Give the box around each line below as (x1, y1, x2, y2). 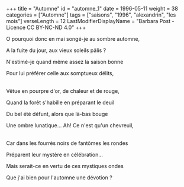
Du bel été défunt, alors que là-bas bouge (6, 111, 108, 117)
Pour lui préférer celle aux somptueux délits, (6, 70, 114, 76)
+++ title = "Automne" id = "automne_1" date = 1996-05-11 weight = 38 (6, 5, 179, 12)
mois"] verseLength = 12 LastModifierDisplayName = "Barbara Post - (6, 18, 175, 24)
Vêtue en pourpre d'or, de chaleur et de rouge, (6, 88, 120, 94)
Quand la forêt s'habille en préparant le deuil (6, 99, 115, 106)
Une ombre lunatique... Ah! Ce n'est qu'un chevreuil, (6, 122, 134, 129)
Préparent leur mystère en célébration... (6, 151, 104, 158)
